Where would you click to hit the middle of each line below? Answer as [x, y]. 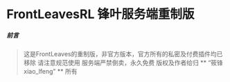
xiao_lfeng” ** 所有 [50, 72]
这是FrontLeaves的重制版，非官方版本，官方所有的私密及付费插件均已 [123, 54]
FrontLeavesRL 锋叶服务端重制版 [100, 14]
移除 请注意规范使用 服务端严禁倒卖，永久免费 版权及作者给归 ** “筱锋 [123, 63]
